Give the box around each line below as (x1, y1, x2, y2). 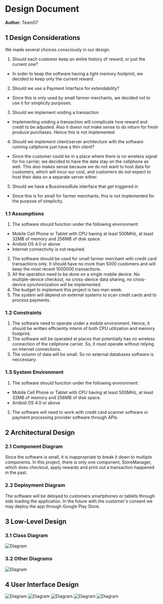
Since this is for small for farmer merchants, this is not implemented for (12, 193, 155, 198)
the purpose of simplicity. (12, 198, 63, 204)
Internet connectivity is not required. (12, 246, 86, 252)
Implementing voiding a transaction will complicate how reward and (12, 118, 147, 125)
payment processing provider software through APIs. (12, 414, 119, 420)
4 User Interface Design (5, 581, 79, 588)
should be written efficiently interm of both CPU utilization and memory (12, 326, 155, 331)
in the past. (5, 469, 28, 476)
